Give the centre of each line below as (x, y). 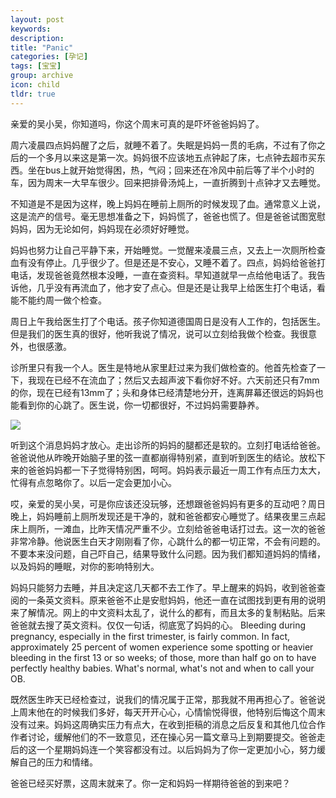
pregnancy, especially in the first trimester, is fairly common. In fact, (150, 636)
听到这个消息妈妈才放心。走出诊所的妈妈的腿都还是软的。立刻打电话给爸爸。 (168, 445)
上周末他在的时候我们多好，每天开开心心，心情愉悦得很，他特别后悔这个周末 (168, 712)
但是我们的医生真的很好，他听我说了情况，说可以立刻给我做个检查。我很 (159, 333)
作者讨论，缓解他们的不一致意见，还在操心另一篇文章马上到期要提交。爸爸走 (168, 737)
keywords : (31, 29)
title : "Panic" (42, 47)
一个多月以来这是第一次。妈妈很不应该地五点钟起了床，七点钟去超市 (167, 157)
